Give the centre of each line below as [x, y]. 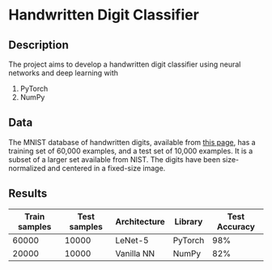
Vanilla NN [135, 253]
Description [38, 45]
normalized [27, 168]
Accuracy [236, 226]
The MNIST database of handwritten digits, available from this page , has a [132, 142]
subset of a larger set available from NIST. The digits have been [115, 159]
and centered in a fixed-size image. [106, 168]
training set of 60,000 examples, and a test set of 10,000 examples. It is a [131, 151]
